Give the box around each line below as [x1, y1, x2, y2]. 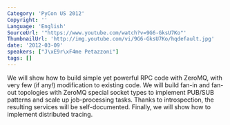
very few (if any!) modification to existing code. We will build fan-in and [7, 80, 211, 89]
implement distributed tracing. [7, 110, 93, 118]
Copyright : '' [7, 16, 48, 23]
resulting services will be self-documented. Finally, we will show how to [7, 102, 211, 111]
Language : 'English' [7, 23, 67, 30]
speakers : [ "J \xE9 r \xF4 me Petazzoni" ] [7, 49, 119, 56]
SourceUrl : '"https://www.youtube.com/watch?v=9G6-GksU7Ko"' [7, 29, 187, 36]
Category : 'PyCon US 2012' [7, 10, 85, 17]
